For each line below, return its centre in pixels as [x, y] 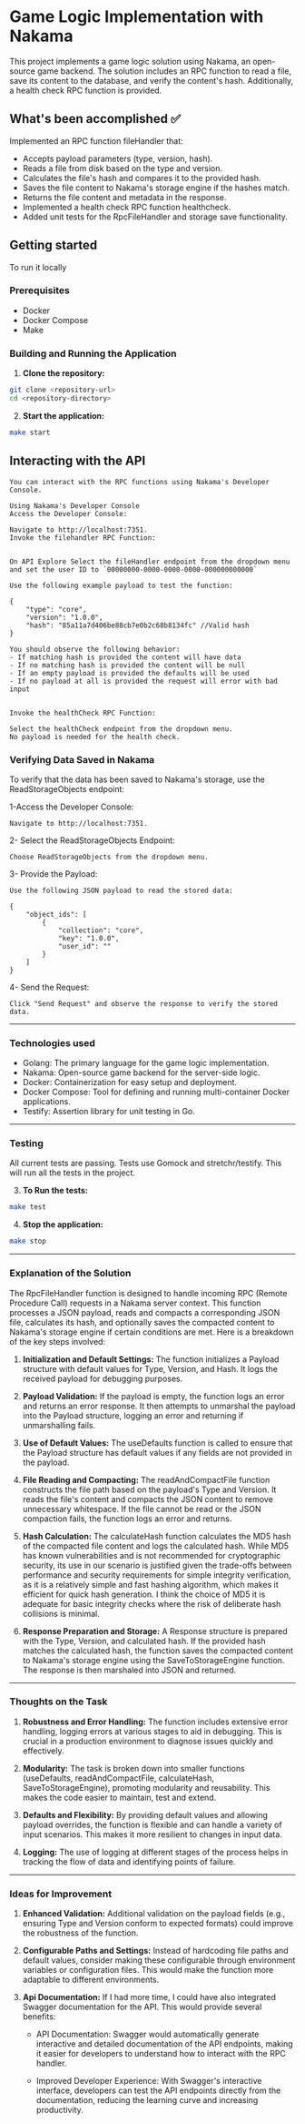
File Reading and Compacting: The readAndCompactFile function [146, 1479]
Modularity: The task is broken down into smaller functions [133, 1768]
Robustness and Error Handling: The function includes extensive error [155, 1722]
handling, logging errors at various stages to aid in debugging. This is [152, 1731]
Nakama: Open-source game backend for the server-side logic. [141, 1072]
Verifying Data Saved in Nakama [82, 759]
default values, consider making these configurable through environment [159, 1960]
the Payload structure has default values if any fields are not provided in [157, 1452]
